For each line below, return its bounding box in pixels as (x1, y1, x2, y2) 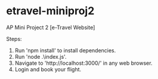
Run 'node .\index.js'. (14, 53, 67, 60)
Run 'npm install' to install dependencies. (14, 46, 116, 54)
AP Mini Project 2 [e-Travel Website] (6, 24, 95, 31)
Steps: (6, 35, 22, 42)
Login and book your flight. (14, 65, 82, 72)
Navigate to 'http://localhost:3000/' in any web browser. (14, 59, 153, 67)
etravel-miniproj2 (6, 4, 95, 18)
